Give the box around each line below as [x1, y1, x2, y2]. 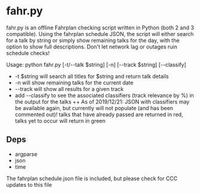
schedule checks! [6, 49, 50, 56]
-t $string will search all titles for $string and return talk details [14, 72, 169, 80]
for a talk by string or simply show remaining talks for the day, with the [6, 37, 180, 44]
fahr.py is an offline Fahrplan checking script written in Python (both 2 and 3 [6, 24, 195, 31]
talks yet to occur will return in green [14, 117, 106, 124]
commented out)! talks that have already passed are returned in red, [14, 111, 184, 118]
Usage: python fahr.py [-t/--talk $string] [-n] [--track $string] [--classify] [6, 61, 187, 68]
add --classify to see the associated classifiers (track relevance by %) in [14, 92, 195, 99]
